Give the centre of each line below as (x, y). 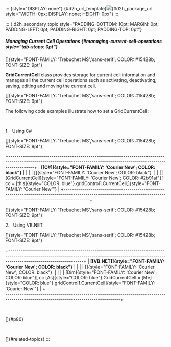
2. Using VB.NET (24, 225)
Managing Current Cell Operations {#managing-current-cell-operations (84, 41)
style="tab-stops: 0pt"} (32, 47)
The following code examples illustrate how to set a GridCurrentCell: (77, 111)
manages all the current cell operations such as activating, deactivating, (81, 80)
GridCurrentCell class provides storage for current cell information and (80, 75)
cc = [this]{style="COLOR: (33, 183)
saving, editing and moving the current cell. (51, 86)
